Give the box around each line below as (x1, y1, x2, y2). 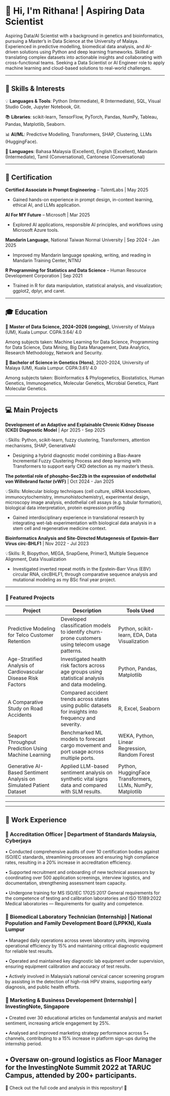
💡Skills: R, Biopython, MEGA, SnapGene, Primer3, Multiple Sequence (5, 550, 149, 556)
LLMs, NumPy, (118, 782, 153, 789)
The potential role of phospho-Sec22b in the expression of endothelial (5, 473, 156, 479)
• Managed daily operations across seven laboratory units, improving (5, 937, 150, 943)
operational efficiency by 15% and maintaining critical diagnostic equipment (5, 943, 163, 949)
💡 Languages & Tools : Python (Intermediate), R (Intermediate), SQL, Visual (5, 98, 161, 104)
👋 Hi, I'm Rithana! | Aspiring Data (5, 5, 145, 17)
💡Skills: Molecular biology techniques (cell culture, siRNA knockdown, (5, 488, 151, 494)
